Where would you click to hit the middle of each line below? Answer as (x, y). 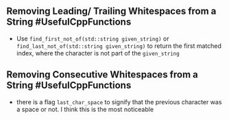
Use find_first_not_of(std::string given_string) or (93, 38)
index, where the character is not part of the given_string (98, 53)
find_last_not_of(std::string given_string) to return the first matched (119, 46)
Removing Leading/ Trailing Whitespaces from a (111, 11)
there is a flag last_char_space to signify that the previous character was (119, 101)
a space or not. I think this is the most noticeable (85, 109)
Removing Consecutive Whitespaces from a (102, 75)
